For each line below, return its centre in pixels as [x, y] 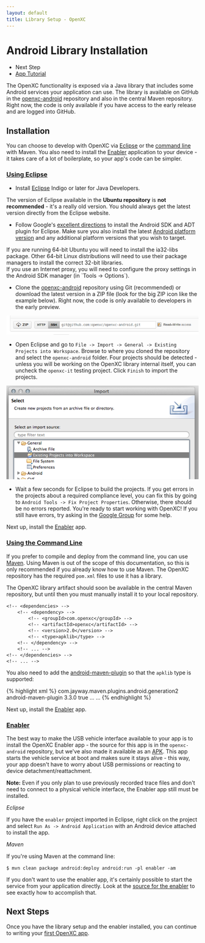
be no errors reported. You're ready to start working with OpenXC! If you [106, 509]
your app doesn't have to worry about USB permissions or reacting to [94, 764]
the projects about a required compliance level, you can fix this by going [106, 496]
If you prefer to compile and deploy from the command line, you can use [97, 556]
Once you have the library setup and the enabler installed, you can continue [102, 926]
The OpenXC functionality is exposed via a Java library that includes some [100, 86]
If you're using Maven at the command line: [61, 856]
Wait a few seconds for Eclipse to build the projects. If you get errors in [104, 489]
